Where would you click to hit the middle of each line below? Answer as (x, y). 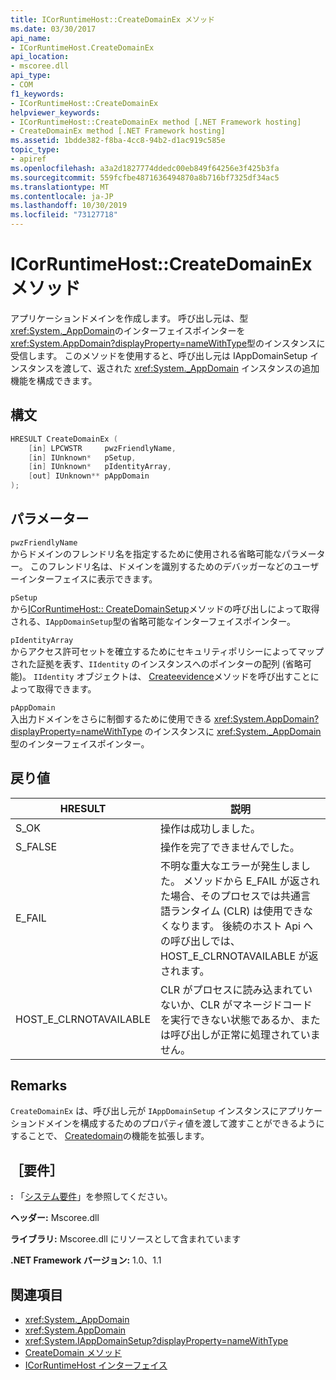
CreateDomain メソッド (73, 1353)
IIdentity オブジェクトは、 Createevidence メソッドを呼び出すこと (172, 676)
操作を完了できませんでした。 (230, 847)
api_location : (40, 57)
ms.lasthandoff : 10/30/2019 (69, 206)
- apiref (28, 159)
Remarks (39, 1086)
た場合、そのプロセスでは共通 (231, 896)
